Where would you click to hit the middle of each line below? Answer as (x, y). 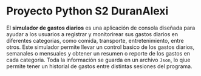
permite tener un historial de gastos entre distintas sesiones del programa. (99, 66)
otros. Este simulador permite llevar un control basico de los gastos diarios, (101, 47)
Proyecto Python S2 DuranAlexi (87, 11)
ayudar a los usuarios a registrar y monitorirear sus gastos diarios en (92, 34)
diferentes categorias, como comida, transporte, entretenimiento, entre (95, 40)
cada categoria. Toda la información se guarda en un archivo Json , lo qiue (98, 60)
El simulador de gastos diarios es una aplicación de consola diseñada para (101, 28)
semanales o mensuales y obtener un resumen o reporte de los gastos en (98, 53)
